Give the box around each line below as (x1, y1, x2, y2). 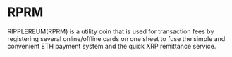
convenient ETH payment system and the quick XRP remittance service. (7, 42, 216, 50)
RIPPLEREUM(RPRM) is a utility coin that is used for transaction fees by (7, 27, 214, 35)
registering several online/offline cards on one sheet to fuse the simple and (7, 34, 226, 42)
